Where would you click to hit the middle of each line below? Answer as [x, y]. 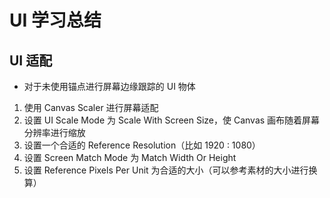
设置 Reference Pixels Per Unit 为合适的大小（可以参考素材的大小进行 [166, 170]
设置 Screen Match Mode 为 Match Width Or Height [130, 157]
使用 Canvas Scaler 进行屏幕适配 [91, 107]
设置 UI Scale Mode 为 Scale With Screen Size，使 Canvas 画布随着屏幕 [172, 120]
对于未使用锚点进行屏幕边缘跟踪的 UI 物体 [109, 86]
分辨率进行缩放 [54, 132]
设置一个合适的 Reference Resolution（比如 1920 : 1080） [142, 145]
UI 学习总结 [55, 20]
